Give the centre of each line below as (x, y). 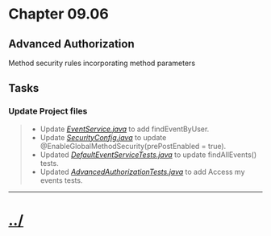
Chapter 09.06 (58, 14)
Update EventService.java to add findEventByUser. (125, 129)
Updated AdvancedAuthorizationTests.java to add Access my (142, 172)
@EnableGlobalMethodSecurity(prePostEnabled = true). (133, 146)
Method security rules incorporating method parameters (102, 63)
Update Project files (48, 111)
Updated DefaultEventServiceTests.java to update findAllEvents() (148, 155)
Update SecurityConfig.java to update (103, 137)
